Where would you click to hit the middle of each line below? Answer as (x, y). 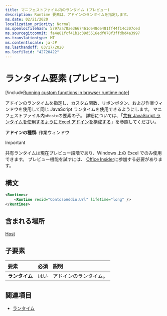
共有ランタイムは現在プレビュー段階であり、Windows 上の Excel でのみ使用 (83, 153)
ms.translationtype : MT (30, 38)
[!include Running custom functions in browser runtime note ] (67, 93)
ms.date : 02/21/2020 (27, 19)
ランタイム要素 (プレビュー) (62, 78)
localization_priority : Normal (38, 24)
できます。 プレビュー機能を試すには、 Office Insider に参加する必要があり (82, 160)
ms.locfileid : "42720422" (32, 52)
